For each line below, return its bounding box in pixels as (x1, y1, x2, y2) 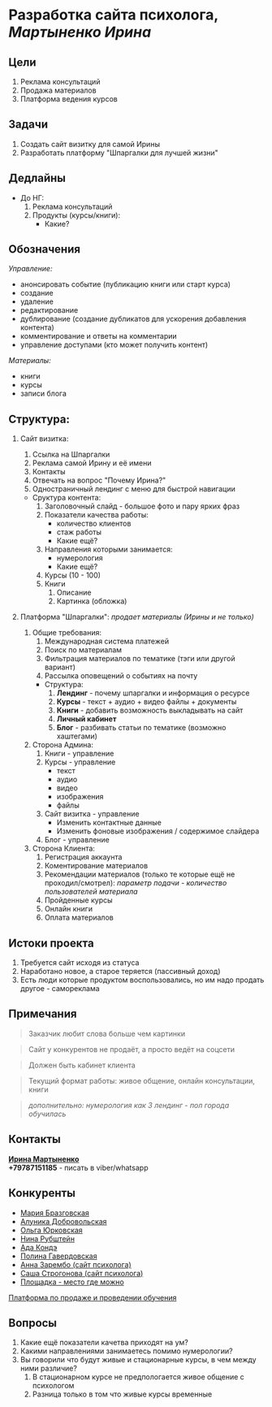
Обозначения (8, 242, 81, 257)
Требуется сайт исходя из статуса (19, 958, 140, 968)
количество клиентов (56, 518, 132, 529)
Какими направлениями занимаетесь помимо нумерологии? (19, 1346, 233, 1356)
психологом (32, 1381, 75, 1391)
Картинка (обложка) (56, 596, 127, 606)
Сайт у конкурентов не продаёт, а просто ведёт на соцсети (28, 1044, 235, 1054)
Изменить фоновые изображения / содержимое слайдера (56, 826, 260, 836)
